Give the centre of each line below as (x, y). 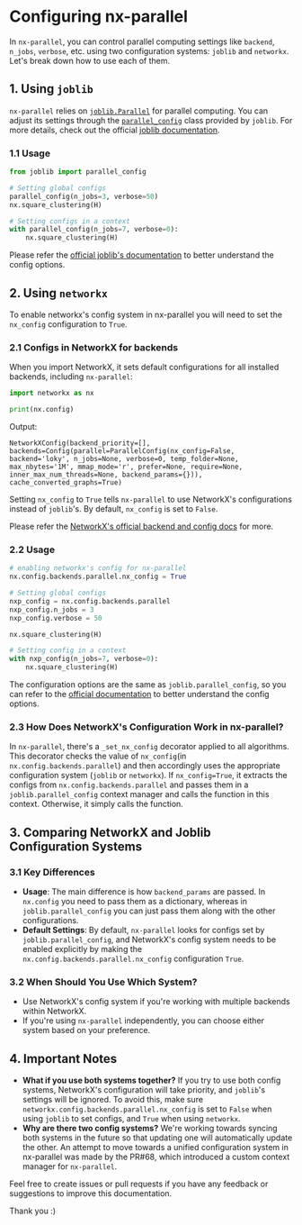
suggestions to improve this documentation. (91, 1193)
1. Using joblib (52, 89)
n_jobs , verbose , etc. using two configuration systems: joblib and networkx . (149, 50)
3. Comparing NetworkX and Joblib (110, 832)
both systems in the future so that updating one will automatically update (157, 1138)
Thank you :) (33, 1211)
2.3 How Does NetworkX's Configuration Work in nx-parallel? (147, 727)
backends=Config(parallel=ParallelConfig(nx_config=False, (122, 451)
